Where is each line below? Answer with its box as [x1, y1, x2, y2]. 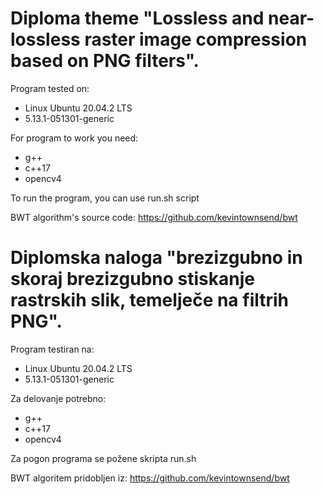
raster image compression [84, 28, 308, 51]
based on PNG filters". [10, 50, 200, 72]
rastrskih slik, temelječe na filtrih [10, 289, 290, 312]
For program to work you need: [10, 132, 139, 144]
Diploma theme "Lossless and [10, 7, 265, 30]
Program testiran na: [10, 343, 95, 355]
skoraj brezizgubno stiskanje [10, 268, 255, 291]
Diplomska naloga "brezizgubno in [10, 247, 303, 269]
